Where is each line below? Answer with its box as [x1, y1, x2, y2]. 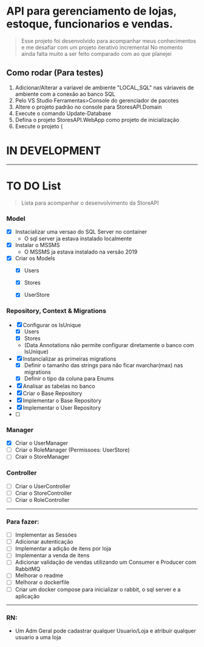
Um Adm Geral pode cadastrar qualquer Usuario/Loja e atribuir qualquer [15, 627, 196, 634]
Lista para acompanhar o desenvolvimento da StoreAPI [21, 199, 159, 206]
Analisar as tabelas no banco [22, 382, 95, 390]
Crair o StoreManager [15, 453, 70, 461]
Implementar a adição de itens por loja [15, 545, 111, 552]
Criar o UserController [15, 483, 71, 490]
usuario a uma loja [15, 633, 61, 641]
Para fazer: [6, 517, 39, 526]
